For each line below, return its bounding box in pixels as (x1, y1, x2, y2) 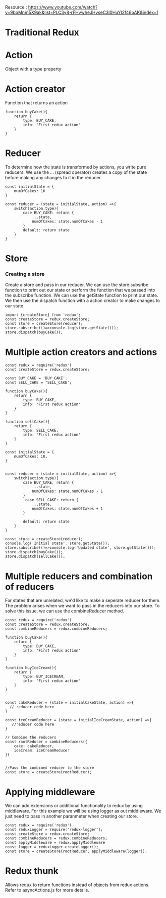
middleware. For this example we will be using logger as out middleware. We (5, 808, 162, 814)
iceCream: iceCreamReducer (14, 748, 70, 753)
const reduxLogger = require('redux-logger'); (5, 827, 103, 832)
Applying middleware (5, 786, 95, 798)
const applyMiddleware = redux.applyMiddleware (5, 840, 106, 845)
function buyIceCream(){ (5, 666, 56, 671)
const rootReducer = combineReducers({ (5, 740, 88, 745)
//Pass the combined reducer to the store (5, 765, 94, 770)
